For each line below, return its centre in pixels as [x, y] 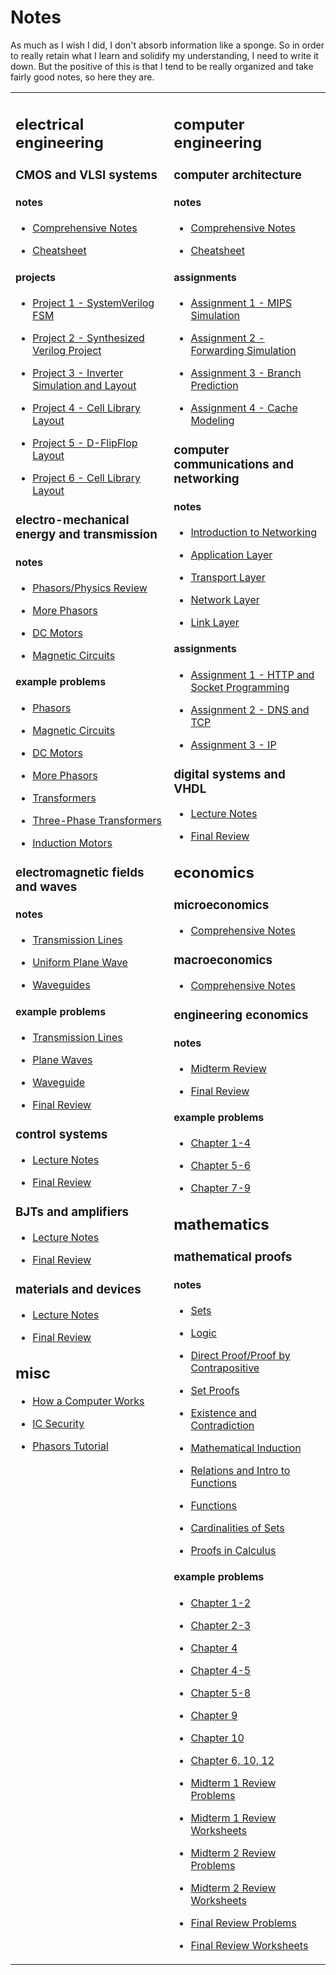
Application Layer [231, 554]
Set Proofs [215, 1390]
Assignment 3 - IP [233, 744]
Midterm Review [228, 1068]
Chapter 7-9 [221, 1188]
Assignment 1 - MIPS [241, 303]
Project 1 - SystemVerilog [93, 303]
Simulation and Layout [84, 386]
